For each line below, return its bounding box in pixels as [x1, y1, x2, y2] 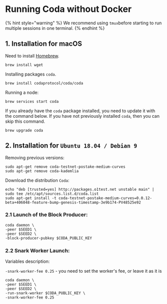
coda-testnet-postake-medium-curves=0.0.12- [58, 195, 153, 201]
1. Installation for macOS [5, 40, 82, 48]
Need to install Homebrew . [5, 53, 60, 59]
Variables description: [5, 258, 50, 264]
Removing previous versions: [5, 154, 65, 160]
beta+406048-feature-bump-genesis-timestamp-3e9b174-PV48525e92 [5, 200, 141, 205]
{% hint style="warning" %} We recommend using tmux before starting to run [5, 20, 162, 26]
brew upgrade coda [5, 128, 43, 133]
